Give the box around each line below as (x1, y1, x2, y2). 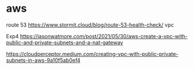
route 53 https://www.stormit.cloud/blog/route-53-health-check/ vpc (6, 21, 174, 28)
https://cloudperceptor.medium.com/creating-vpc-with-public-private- (6, 50, 179, 57)
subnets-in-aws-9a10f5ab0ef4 (6, 57, 81, 64)
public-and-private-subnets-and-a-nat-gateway (6, 39, 123, 46)
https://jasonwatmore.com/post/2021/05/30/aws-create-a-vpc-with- (19, 32, 188, 40)
